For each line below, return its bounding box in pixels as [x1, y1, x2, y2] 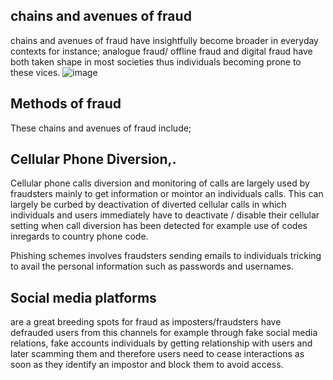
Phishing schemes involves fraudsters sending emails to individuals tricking [10, 250, 322, 262]
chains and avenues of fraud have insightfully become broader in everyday [10, 34, 319, 46]
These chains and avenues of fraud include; [10, 122, 192, 134]
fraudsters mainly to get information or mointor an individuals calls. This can [10, 188, 324, 200]
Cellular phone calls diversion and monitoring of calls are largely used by [10, 177, 310, 189]
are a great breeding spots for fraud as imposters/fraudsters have [10, 316, 282, 328]
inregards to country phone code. [10, 230, 149, 243]
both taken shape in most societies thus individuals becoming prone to [10, 55, 302, 68]
